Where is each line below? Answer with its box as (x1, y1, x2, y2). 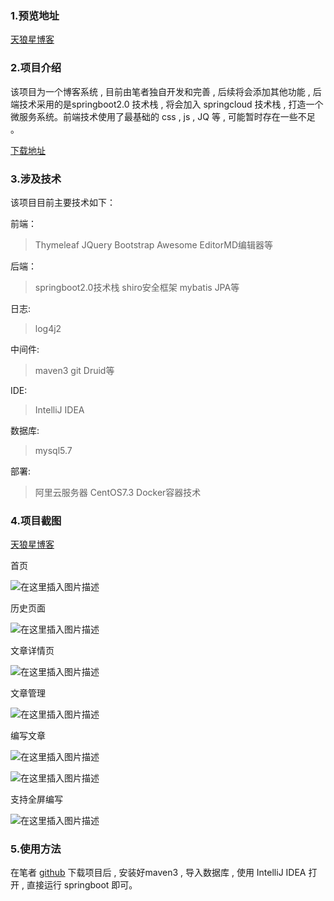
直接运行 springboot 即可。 (26, 879, 138, 891)
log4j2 (34, 322, 62, 334)
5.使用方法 (10, 842, 62, 856)
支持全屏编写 (10, 793, 63, 806)
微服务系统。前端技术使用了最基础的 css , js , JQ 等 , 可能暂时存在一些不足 (10, 110, 316, 122)
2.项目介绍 (10, 61, 62, 75)
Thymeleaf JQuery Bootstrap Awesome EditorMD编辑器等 (34, 238, 273, 251)
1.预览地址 (10, 8, 60, 22)
